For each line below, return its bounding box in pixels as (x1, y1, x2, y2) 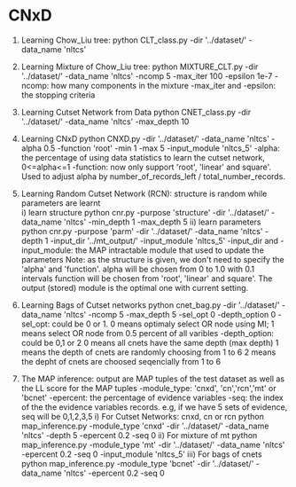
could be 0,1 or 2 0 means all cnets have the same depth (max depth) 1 (20, 337, 279, 348)
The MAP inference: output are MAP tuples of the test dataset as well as (20, 373, 285, 384)
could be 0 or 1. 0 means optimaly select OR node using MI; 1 (51, 318, 275, 329)
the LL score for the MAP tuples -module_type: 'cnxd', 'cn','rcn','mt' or (20, 382, 277, 393)
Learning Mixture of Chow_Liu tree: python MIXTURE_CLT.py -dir (20, 61, 259, 72)
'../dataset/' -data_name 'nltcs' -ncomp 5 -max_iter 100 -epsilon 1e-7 (20, 70, 273, 81)
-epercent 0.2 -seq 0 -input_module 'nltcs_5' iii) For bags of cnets (20, 449, 262, 460)
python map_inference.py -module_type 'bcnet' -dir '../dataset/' (20, 458, 254, 468)
